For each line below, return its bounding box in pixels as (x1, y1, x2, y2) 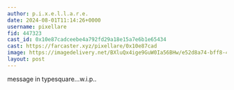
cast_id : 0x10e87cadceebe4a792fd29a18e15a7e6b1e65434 (7, 36, 167, 43)
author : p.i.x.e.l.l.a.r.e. (7, 10, 89, 17)
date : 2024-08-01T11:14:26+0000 (7, 17, 101, 24)
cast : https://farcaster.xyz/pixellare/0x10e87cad (7, 43, 157, 50)
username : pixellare (7, 23, 68, 30)
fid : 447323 (7, 29, 42, 37)
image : (7, 50, 26, 57)
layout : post (7, 56, 45, 63)
